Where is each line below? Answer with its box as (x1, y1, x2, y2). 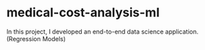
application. (165, 27, 199, 36)
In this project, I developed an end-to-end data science (6, 27, 164, 36)
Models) (42, 34, 66, 42)
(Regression (6, 34, 41, 42)
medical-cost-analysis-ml (6, 5, 160, 21)
